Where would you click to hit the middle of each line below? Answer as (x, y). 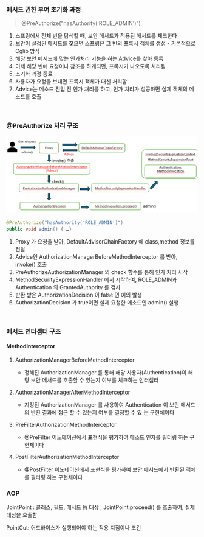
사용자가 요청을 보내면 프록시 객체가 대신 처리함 (71, 82)
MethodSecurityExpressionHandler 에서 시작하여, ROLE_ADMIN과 (96, 279)
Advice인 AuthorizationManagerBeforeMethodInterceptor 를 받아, (96, 256)
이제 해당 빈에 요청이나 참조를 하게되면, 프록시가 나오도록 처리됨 (90, 66)
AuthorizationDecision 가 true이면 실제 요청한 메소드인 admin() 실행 (97, 302)
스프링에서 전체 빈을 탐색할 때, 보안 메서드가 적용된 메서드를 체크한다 (96, 36)
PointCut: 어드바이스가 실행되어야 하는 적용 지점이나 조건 (74, 528)
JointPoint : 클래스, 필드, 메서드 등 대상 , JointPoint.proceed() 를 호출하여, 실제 (101, 507)
